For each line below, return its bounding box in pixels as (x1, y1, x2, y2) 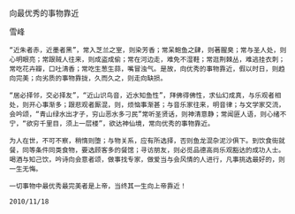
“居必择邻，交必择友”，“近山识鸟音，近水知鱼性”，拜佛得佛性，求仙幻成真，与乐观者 (9, 91, 276, 100)
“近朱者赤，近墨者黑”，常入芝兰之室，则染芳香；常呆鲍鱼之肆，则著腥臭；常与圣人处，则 (9, 46, 287, 55)
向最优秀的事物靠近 (9, 8, 79, 18)
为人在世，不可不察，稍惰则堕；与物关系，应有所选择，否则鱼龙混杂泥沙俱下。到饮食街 (9, 136, 279, 145)
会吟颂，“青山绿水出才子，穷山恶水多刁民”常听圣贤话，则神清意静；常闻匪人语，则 (9, 110, 268, 118)
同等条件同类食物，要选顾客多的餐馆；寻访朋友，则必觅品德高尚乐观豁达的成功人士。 (21, 146, 285, 155)
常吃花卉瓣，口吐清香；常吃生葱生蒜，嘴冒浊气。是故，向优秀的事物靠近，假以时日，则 (9, 65, 279, 73)
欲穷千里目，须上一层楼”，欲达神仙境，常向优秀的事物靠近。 (26, 119, 215, 128)
